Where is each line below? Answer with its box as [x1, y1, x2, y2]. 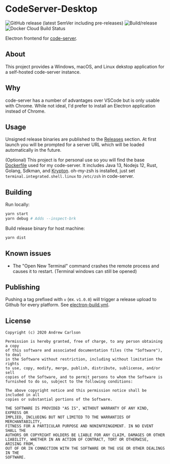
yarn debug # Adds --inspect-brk [5, 216, 76, 222]
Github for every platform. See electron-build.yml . [5, 302, 110, 308]
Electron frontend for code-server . [5, 35, 77, 41]
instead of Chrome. [5, 108, 46, 114]
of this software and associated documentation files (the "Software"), [5, 348, 163, 353]
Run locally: [5, 202, 30, 208]
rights [5, 361, 19, 367]
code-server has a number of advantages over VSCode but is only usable [5, 97, 160, 103]
